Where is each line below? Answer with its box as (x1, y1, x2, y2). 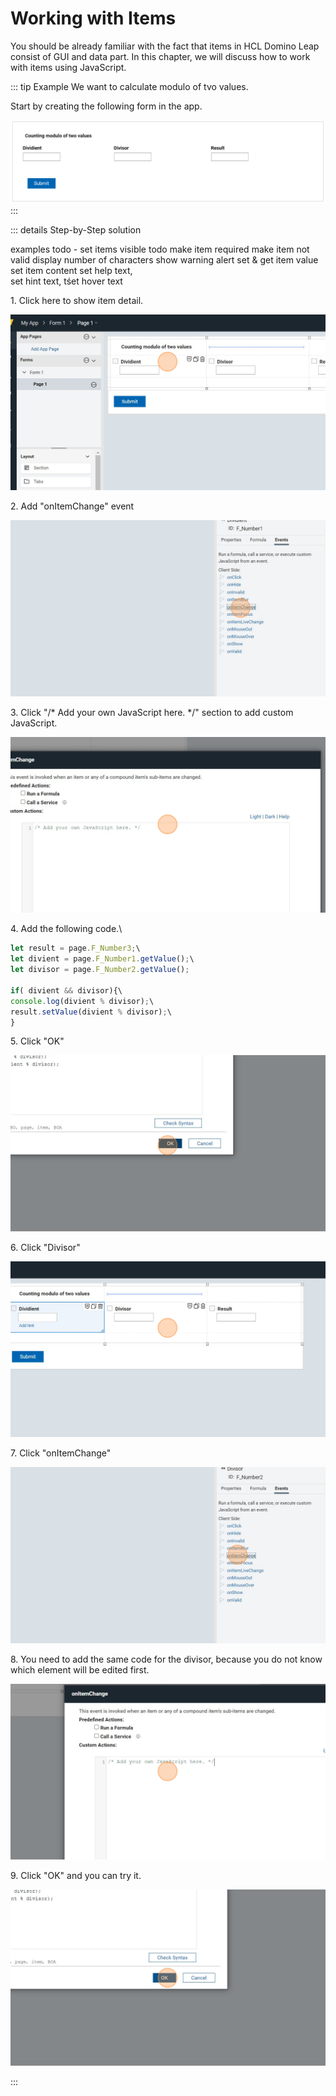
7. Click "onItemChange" (10, 1447, 112, 1459)
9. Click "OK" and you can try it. (10, 1870, 142, 1882)
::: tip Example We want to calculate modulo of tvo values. (10, 80, 249, 92)
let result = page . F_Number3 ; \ (10, 943, 141, 954)
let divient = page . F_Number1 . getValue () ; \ (10, 954, 195, 964)
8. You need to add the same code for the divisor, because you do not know (10, 1653, 323, 1665)
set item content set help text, (10, 265, 133, 277)
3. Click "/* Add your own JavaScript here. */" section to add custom (10, 706, 294, 718)
